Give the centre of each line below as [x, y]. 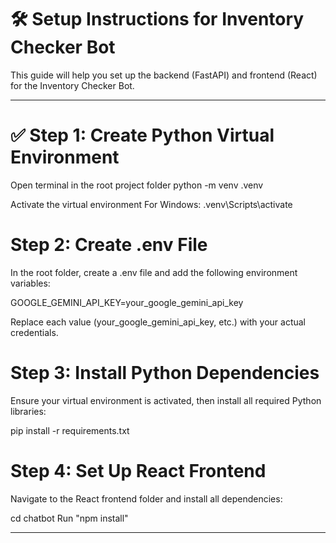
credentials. [34, 332]
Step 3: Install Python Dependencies [165, 373]
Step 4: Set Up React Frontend [138, 470]
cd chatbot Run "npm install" [69, 518]
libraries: [28, 411]
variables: [30, 283]
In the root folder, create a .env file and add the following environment [154, 272]
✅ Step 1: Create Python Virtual [142, 135]
